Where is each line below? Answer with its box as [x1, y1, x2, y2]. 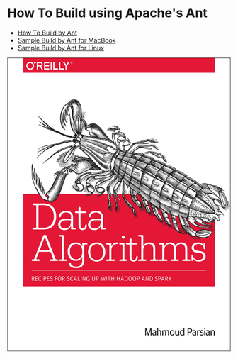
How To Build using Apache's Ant [7, 5, 208, 21]
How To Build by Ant [17, 28, 78, 37]
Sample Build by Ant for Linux [17, 43, 105, 52]
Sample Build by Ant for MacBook [17, 35, 116, 44]
